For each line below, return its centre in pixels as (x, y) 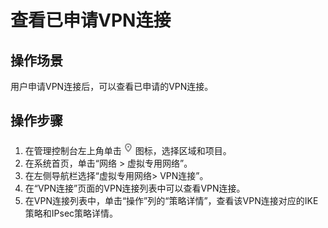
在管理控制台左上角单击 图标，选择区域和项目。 (128, 150)
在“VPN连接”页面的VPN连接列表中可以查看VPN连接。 (135, 188)
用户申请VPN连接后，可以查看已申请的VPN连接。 (112, 86)
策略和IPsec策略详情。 (71, 213)
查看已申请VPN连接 (91, 20)
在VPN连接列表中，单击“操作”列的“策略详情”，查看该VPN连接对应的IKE (171, 200)
